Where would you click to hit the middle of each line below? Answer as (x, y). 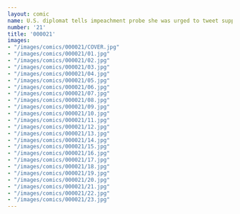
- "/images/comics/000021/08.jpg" (59, 101)
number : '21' (27, 27)
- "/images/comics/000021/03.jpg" (59, 67)
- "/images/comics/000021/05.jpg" (59, 80)
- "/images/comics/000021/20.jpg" (59, 180)
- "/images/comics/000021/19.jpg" (59, 173)
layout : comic (29, 14)
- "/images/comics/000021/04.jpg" (59, 73)
